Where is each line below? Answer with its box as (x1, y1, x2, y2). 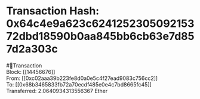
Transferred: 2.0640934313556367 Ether (6, 87, 108, 94)
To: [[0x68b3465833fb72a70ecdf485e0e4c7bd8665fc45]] (6, 81, 152, 88)
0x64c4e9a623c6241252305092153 (6, 17, 195, 30)
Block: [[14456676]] (6, 68, 56, 75)
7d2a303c (6, 42, 58, 56)
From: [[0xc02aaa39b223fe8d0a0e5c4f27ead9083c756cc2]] (6, 75, 158, 82)
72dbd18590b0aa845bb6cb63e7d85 (6, 30, 195, 43)
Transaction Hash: (6, 4, 100, 18)
